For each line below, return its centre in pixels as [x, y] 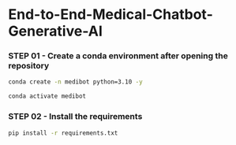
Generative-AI [55, 31]
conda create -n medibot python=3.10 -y [76, 82]
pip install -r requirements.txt [63, 133]
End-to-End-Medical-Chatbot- [111, 15]
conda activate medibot [47, 96]
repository [29, 66]
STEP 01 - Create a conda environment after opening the [118, 56]
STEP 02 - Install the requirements [75, 117]
